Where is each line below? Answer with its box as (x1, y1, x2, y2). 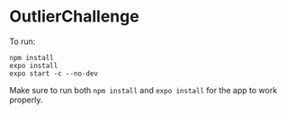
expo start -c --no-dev (9, 69, 99, 78)
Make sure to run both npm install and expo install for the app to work (9, 84, 278, 95)
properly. (9, 94, 43, 105)
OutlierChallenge (9, 6, 139, 27)
